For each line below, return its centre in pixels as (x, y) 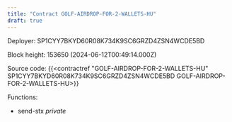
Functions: (23, 97)
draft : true (25, 21)
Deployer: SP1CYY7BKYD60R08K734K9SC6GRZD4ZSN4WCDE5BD (106, 40)
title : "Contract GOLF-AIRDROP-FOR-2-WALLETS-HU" (82, 14)
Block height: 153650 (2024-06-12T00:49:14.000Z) (82, 55)
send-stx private (42, 111)
